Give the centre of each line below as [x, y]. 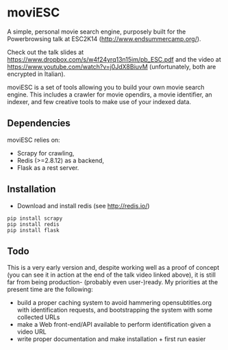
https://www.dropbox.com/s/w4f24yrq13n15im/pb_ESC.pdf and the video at [114, 59]
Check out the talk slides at [46, 52]
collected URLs [38, 317]
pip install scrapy [35, 218]
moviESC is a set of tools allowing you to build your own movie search [106, 87]
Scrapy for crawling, [46, 153]
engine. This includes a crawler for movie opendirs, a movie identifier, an [110, 95]
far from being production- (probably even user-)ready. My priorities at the [113, 282]
